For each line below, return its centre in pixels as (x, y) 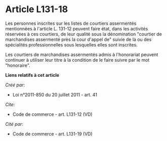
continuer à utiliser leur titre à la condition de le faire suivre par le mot (77, 60)
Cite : (10, 104)
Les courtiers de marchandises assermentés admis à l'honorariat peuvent (82, 55)
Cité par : (14, 124)
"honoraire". (18, 65)
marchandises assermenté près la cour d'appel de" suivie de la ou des (78, 39)
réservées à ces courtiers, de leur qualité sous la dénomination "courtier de (84, 34)
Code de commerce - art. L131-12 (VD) (52, 114)
